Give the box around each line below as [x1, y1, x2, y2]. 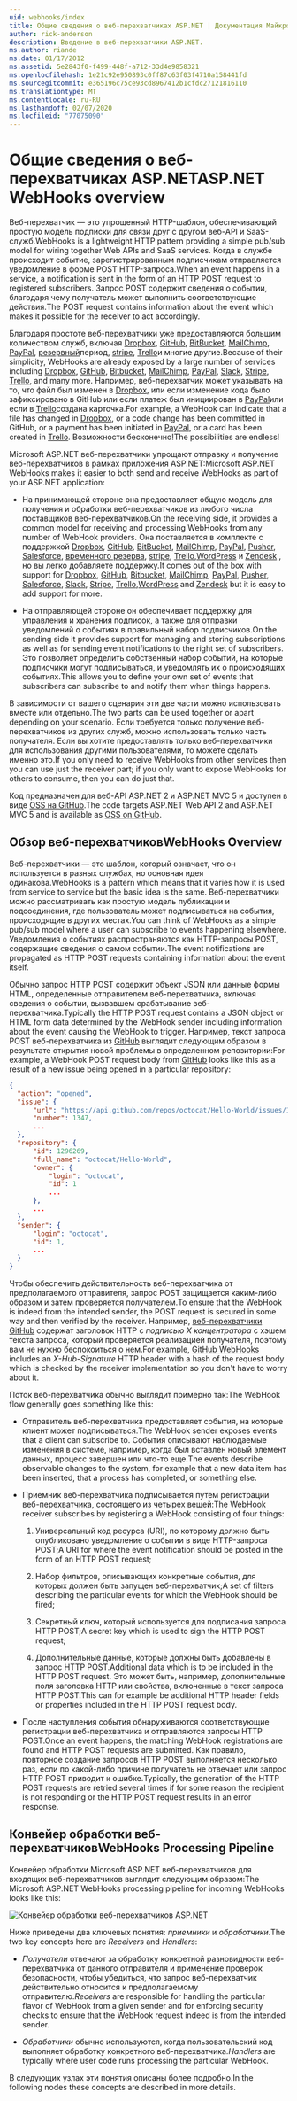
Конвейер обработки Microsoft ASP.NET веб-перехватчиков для [9, 1864, 252, 1874]
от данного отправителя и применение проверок [76, 1963, 263, 1973]
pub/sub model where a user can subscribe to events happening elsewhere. [9, 924, 286, 934]
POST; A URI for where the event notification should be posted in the [34, 1545, 284, 1554]
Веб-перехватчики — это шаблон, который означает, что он [9, 858, 236, 869]
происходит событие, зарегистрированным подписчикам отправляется [9, 254, 282, 266]
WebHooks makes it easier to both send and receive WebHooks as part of [9, 468, 278, 478]
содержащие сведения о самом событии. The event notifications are [9, 942, 265, 953]
